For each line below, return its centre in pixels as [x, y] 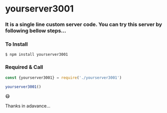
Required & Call [24, 67]
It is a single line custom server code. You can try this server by [84, 25]
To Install [16, 44]
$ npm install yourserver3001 [37, 55]
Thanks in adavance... [28, 106]
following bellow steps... [36, 31]
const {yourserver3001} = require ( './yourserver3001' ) [63, 78]
